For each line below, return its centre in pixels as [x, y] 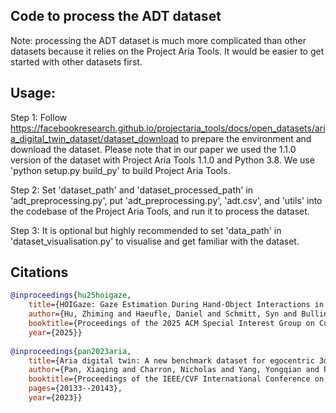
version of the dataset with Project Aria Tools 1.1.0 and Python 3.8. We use [162, 160]
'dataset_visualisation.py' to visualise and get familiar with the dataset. [155, 241]
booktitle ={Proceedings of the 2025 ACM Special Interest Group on [171, 324]
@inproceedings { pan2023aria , [71, 351]
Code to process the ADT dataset [116, 16]
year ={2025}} [55, 332]
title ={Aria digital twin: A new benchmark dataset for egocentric [171, 360]
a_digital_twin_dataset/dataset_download [95, 138]
